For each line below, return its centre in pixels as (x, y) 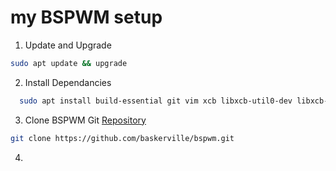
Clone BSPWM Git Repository (85, 120)
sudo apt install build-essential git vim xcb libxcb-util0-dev (156, 101)
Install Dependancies (68, 82)
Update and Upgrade (68, 45)
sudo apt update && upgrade (69, 63)
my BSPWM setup (86, 17)
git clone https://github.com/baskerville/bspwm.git (122, 138)
